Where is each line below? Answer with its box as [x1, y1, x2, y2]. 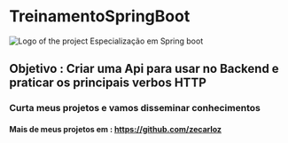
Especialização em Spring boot [90, 36, 204, 46]
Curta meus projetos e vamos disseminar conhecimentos [9, 102, 261, 115]
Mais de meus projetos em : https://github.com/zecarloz [9, 123, 222, 134]
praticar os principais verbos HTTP [9, 75, 206, 91]
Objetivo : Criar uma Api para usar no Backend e [9, 61, 279, 76]
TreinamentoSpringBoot [9, 6, 191, 27]
